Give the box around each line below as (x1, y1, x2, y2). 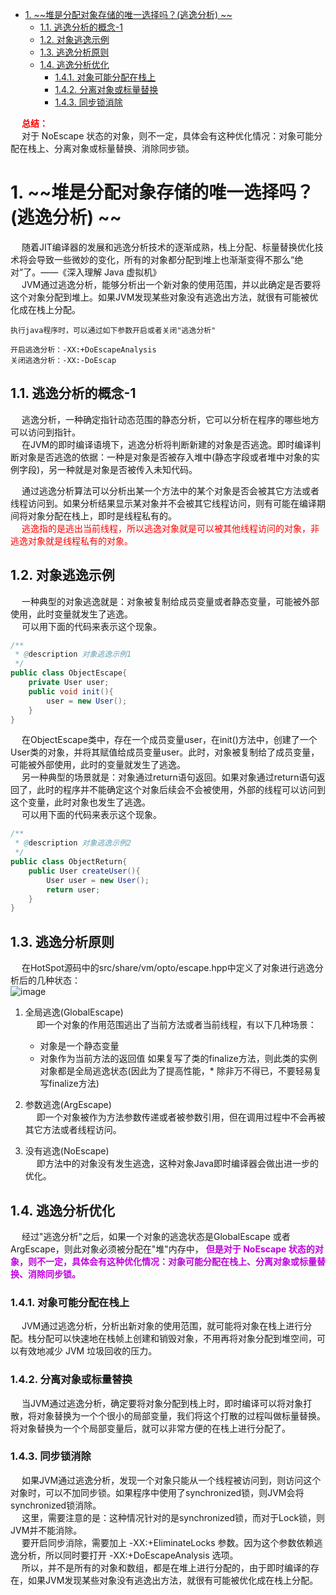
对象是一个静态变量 (39, 1040, 120, 1052)
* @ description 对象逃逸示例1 (14, 649, 132, 660)
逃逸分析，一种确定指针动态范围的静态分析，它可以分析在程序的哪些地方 (21, 413, 320, 425)
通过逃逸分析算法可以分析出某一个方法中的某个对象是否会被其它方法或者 (21, 484, 320, 497)
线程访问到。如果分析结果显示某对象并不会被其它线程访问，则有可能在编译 (10, 497, 317, 509)
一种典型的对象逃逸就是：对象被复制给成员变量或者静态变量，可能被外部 (21, 595, 320, 607)
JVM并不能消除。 (10, 1524, 83, 1536)
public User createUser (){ (28, 866, 141, 876)
